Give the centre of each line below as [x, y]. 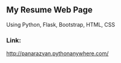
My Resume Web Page [49, 10]
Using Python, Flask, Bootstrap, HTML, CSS [61, 24]
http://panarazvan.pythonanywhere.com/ [57, 53]
